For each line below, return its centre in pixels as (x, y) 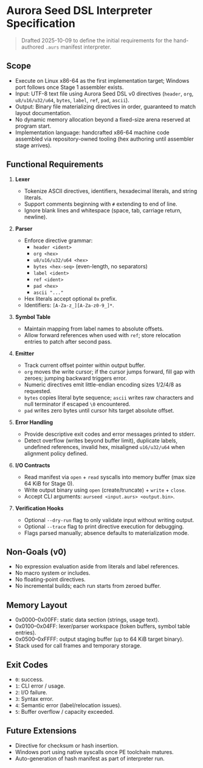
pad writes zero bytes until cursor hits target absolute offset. (99, 410)
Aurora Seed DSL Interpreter (79, 11)
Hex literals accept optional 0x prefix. (71, 298)
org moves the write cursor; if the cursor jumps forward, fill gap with (110, 371)
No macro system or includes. (53, 573)
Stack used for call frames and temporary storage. (78, 646)
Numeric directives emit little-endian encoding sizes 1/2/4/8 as (103, 385)
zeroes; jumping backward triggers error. (76, 378)
